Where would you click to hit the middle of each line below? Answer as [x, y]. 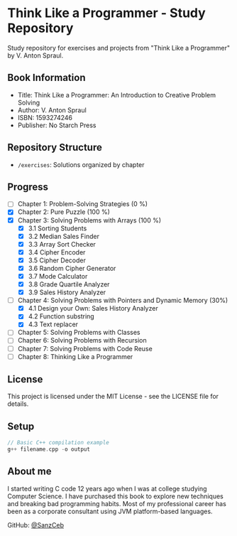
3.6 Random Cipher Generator [72, 268]
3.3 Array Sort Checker [62, 244]
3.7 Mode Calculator [58, 276]
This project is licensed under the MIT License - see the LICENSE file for [113, 397]
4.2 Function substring [61, 316]
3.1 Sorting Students [57, 228]
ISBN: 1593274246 [45, 117]
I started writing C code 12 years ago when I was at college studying [107, 488]
